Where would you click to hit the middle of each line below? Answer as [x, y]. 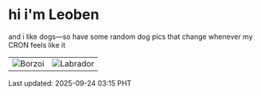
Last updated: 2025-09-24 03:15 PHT [70, 83]
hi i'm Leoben [54, 15]
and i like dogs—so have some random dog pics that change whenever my [130, 36]
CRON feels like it [37, 44]
